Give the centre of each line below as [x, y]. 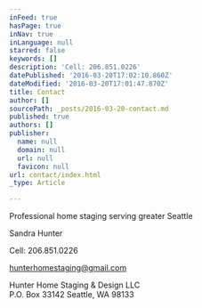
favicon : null [43, 166]
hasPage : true [36, 26]
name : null [37, 142]
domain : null [41, 150]
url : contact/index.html [55, 174]
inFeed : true [33, 17]
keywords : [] [33, 59]
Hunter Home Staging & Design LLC [75, 285]
